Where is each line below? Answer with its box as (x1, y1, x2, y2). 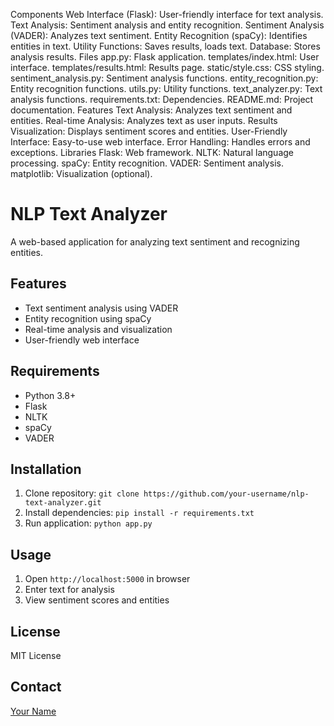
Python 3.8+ (24, 389, 77, 401)
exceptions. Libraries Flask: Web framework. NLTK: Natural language (10, 147, 295, 158)
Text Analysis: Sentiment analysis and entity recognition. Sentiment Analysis (10, 19, 325, 31)
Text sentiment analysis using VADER (24, 302, 179, 314)
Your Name (10, 705, 57, 717)
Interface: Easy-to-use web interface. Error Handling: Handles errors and (10, 136, 311, 148)
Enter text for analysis (24, 584, 115, 596)
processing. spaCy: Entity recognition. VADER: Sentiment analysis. (10, 157, 284, 169)
